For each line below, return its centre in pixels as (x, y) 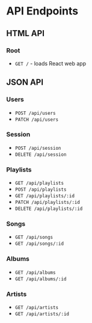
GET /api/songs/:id (39, 244)
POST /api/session (38, 148)
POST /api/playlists (41, 190)
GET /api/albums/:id (41, 279)
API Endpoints (42, 11)
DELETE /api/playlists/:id (49, 209)
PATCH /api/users (37, 119)
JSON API (25, 82)
